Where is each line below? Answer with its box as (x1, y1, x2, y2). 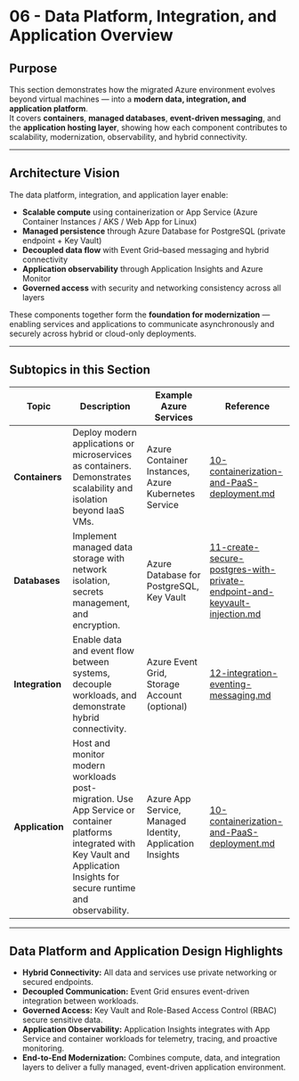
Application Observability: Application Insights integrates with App (21, 1024, 271, 1035)
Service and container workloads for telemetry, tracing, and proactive (21, 1034, 278, 1044)
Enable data (72, 633, 123, 645)
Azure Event (146, 655, 198, 667)
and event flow (72, 644, 135, 657)
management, (72, 596, 131, 609)
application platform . (9, 103, 89, 113)
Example (155, 389, 193, 401)
